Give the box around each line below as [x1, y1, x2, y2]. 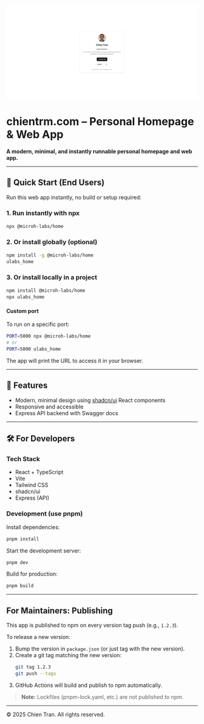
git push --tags [15, 671, 56, 677]
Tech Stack [6, 455, 41, 463]
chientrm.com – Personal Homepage [6, 115, 194, 129]
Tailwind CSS [15, 481, 49, 489]
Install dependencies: [6, 523, 60, 531]
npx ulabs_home [6, 294, 45, 300]
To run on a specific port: [6, 321, 70, 328]
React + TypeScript [15, 469, 64, 476]
